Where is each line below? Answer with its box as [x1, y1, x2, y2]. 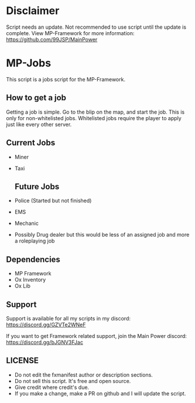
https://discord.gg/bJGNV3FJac [6, 339, 84, 346]
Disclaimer [6, 4, 60, 18]
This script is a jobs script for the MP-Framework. [6, 76, 126, 83]
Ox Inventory [14, 276, 46, 284]
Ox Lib [14, 282, 30, 289]
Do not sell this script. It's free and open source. [14, 377, 131, 384]
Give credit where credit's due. [14, 384, 90, 391]
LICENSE [6, 356, 39, 366]
